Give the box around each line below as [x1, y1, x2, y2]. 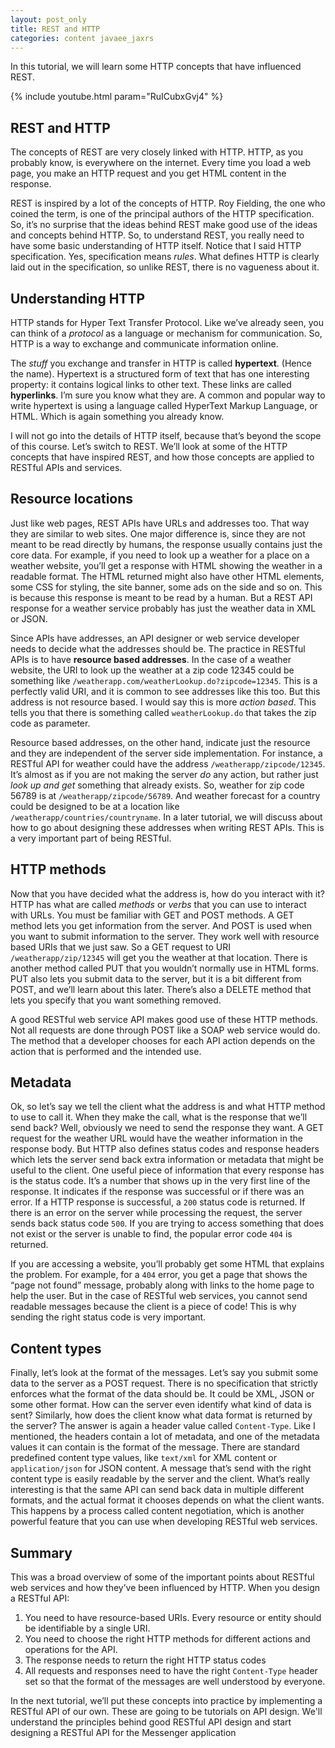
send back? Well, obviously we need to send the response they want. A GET [10, 1122, 324, 1134]
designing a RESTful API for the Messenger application [10, 1727, 237, 1739]
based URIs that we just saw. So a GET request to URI [10, 941, 231, 953]
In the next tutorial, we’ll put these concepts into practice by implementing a [10, 1695, 323, 1707]
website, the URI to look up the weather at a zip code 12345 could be [10, 664, 295, 676]
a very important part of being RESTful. [10, 832, 172, 844]
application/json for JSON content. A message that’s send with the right [10, 1462, 312, 1475]
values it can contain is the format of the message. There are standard [10, 1441, 300, 1453]
